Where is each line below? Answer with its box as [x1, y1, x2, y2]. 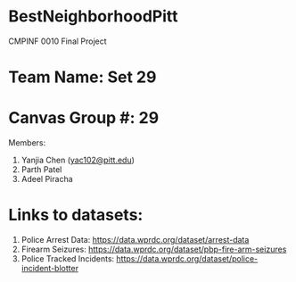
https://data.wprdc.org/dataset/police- [116, 253, 259, 264]
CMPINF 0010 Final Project [8, 36, 108, 46]
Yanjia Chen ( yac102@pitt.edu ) [21, 154, 136, 166]
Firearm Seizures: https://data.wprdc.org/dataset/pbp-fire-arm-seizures [21, 244, 287, 254]
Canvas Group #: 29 [8, 108, 160, 129]
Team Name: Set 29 [8, 67, 157, 87]
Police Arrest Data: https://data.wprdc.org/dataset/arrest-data [21, 235, 250, 245]
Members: [8, 137, 46, 148]
